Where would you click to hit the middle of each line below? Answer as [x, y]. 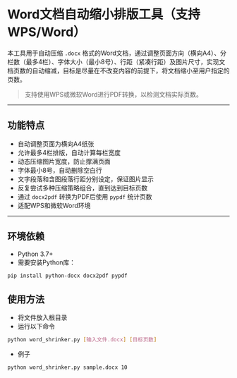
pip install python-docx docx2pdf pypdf [68, 276]
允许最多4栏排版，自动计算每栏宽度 [69, 152]
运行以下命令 [36, 327]
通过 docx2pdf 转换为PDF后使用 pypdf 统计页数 [85, 196]
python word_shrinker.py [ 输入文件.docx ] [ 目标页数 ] [82, 340]
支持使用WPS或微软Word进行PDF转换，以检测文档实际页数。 [113, 94]
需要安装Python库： [47, 262]
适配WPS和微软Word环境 [54, 205]
